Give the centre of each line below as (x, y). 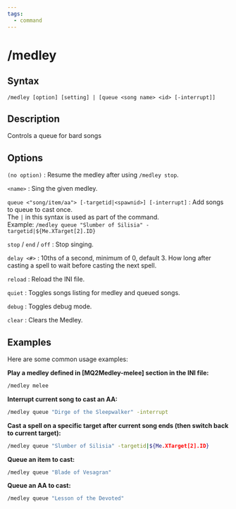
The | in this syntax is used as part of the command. (83, 217)
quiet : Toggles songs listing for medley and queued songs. (94, 293)
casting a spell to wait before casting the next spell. (82, 265)
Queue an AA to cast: (39, 486)
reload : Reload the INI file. (46, 279)
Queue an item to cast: (41, 459)
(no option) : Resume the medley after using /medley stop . (93, 175)
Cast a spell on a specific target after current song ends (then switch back (118, 425)
